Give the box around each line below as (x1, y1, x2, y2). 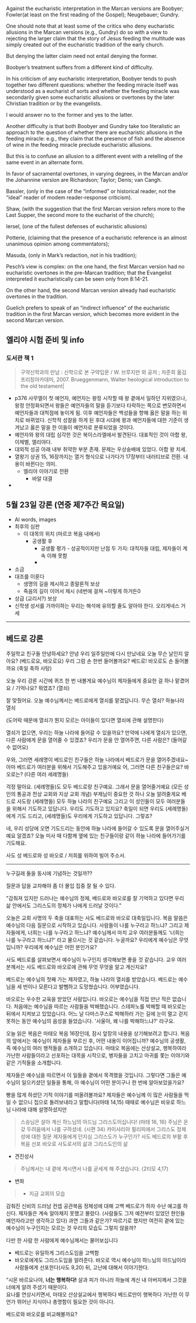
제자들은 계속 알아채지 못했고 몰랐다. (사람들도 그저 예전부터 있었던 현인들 (18, 1210, 185, 1217)
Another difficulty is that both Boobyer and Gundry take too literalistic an (6, 123, 180, 129)
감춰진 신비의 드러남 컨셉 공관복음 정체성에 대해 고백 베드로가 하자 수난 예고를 (6, 1203, 182, 1210)
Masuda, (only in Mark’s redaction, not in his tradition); (6, 251, 137, 259)
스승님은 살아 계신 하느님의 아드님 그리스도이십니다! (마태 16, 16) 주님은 (20, 1118, 183, 1125)
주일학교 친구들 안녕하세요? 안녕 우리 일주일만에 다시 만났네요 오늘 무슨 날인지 (6, 650, 183, 657)
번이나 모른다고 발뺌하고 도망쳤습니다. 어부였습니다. (23, 983, 140, 990)
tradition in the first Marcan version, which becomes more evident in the (6, 311, 180, 318)
